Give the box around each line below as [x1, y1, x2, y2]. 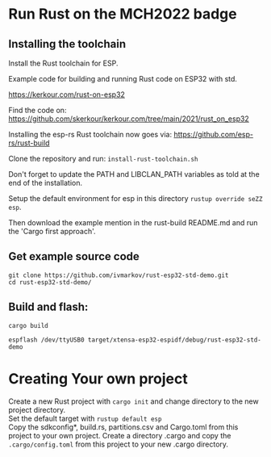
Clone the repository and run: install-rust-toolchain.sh [8, 154, 198, 163]
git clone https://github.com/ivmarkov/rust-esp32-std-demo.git [8, 271, 229, 279]
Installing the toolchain [8, 37, 127, 51]
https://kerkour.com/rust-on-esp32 [8, 90, 125, 99]
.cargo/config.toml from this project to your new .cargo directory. [8, 439, 228, 449]
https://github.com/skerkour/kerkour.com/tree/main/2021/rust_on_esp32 [8, 114, 250, 124]
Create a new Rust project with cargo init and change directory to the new [8, 396, 260, 406]
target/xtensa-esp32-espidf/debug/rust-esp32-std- [87, 336, 262, 344]
